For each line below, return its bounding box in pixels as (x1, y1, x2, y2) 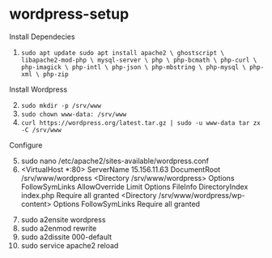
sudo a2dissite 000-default (20, 232, 113, 242)
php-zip (42, 70, 69, 78)
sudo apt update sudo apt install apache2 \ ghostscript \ (20, 49, 225, 57)
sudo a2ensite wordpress (20, 214, 106, 224)
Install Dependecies (9, 32, 75, 41)
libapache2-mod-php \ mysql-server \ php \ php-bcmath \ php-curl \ (20, 56, 257, 64)
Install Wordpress (9, 84, 68, 94)
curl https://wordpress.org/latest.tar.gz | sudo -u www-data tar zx (20, 118, 261, 127)
